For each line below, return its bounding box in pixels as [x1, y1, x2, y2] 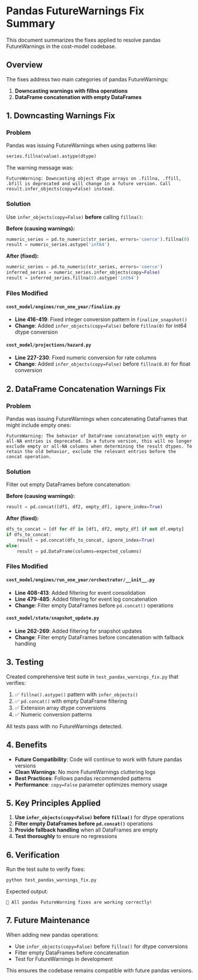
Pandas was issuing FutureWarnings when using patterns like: [6, 142, 157, 149]
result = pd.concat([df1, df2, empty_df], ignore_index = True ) [6, 504, 163, 510]
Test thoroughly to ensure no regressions [14, 833, 117, 840]
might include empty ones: [6, 421, 71, 429]
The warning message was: [6, 164, 74, 172]
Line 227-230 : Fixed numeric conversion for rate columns [14, 354, 157, 361]
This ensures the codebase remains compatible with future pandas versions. [6, 966, 193, 974]
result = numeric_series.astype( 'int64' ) [6, 242, 110, 248]
